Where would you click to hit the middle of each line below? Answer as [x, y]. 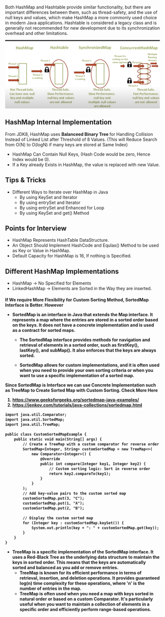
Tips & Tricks [26, 180]
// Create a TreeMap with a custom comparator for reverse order [91, 444]
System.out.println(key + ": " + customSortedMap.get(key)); [95, 528]
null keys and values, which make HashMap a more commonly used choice [81, 17]
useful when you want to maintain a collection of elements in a [84, 604]
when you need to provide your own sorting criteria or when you [86, 370]
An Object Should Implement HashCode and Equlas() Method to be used [85, 245]
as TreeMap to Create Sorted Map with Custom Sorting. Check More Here [82, 390]
